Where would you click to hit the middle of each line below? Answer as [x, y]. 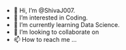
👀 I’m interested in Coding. [51, 18]
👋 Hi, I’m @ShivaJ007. [44, 10]
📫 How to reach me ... [45, 40]
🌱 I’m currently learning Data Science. [67, 25]
